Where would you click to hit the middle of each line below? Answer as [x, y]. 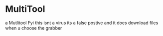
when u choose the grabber [34, 28]
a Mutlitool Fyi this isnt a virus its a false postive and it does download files [82, 23]
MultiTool [25, 9]
